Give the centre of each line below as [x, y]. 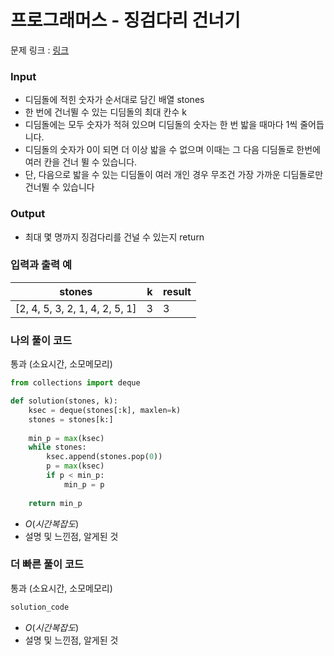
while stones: [57, 447]
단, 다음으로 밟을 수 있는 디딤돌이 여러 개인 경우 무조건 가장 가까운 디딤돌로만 [174, 175]
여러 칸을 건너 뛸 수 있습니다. [81, 162]
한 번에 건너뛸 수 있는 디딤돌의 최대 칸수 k [105, 112]
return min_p [55, 503]
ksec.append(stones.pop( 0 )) [104, 457]
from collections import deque [75, 383]
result [177, 291]
